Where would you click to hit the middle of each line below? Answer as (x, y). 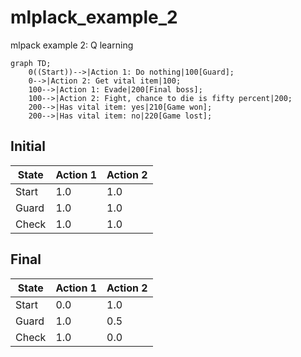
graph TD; (31, 63)
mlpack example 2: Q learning (72, 45)
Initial (28, 146)
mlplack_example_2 (94, 17)
